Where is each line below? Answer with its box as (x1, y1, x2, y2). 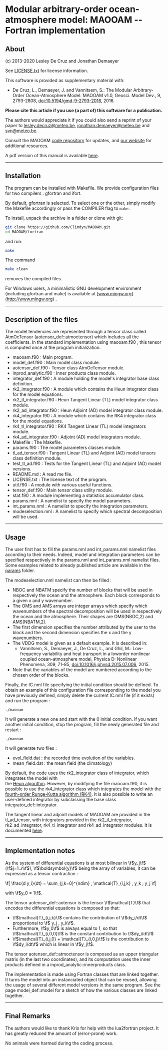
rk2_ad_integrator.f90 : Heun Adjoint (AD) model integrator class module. (12, 407, 163, 413)
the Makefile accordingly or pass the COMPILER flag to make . (5, 205, 130, 211)
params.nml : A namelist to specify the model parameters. (12, 498, 132, 504)
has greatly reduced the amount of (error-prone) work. (5, 1030, 118, 1036)
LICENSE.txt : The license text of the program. (12, 476, 107, 482)
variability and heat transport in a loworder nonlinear (42, 651, 150, 657)
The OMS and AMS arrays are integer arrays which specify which (12, 603, 147, 609)
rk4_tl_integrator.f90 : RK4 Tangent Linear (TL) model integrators (12, 423, 146, 429)
